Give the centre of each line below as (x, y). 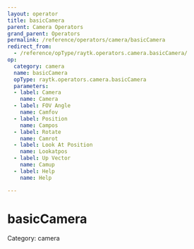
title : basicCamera (36, 20)
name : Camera (39, 99)
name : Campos (39, 125)
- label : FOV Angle (42, 106)
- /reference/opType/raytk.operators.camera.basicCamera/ (101, 54)
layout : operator (33, 14)
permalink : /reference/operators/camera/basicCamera (86, 40)
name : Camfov (39, 112)
